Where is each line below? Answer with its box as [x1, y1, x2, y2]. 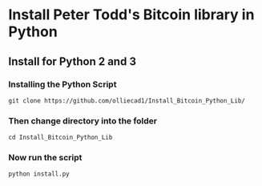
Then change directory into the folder [8, 115, 158, 126]
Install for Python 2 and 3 [8, 55, 136, 68]
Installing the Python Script [8, 79, 117, 90]
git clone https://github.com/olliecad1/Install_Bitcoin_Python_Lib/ [8, 96, 246, 105]
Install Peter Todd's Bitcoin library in [8, 6, 255, 24]
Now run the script [8, 152, 83, 164]
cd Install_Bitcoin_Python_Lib [8, 134, 113, 142]
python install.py [8, 170, 70, 178]
